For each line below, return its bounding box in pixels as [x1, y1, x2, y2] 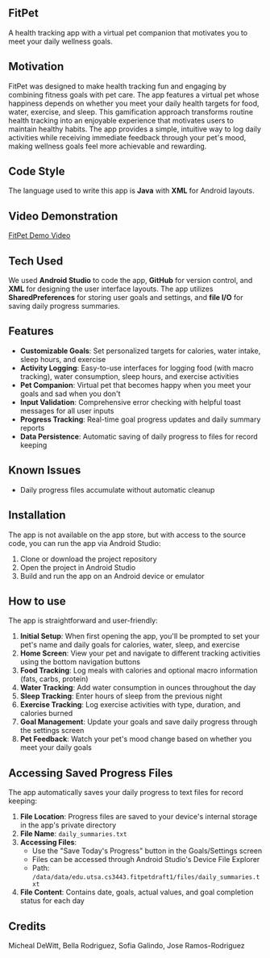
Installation [8, 508, 66, 523]
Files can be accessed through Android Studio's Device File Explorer [31, 855, 260, 864]
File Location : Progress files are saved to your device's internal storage [19, 812, 258, 822]
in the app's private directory [19, 820, 117, 830]
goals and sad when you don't [19, 389, 121, 398]
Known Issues [8, 464, 81, 477]
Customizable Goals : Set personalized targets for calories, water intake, [19, 346, 261, 356]
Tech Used [8, 254, 64, 268]
